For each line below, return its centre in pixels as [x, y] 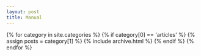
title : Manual [24, 17]
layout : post [23, 12]
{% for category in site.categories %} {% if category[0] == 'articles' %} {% [101, 34]
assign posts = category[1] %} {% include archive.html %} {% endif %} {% [100, 41]
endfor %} [19, 47]
